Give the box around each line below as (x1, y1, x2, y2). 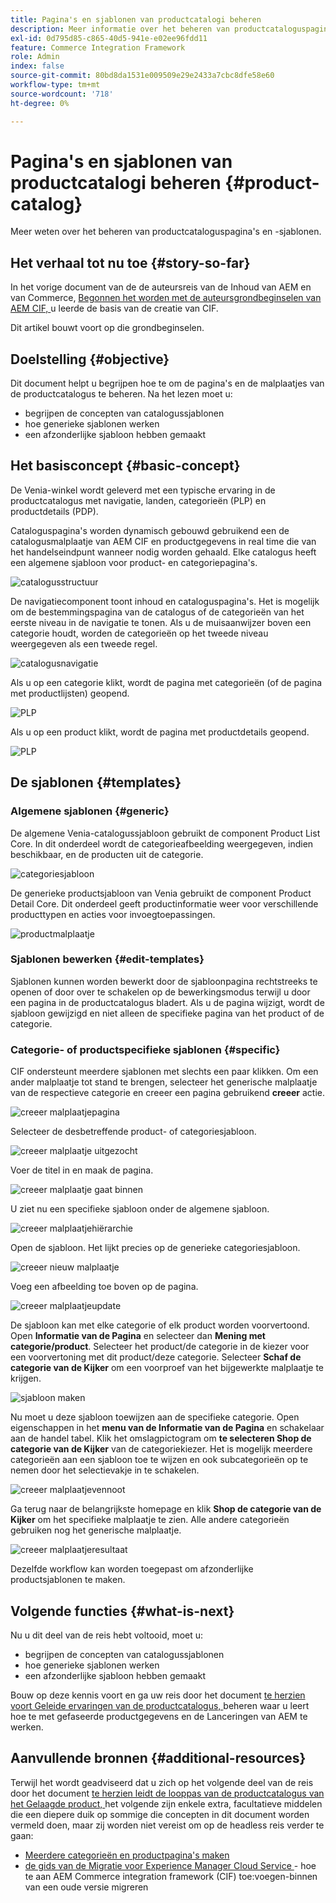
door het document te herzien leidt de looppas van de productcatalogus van (10, 1787, 325, 1799)
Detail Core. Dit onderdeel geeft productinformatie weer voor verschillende (10, 897, 319, 910)
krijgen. (10, 1372, 42, 1385)
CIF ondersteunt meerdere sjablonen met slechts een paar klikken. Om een (10, 1066, 319, 1078)
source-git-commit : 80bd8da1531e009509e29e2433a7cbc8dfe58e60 (10, 71, 275, 81)
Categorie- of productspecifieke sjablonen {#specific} (10, 1042, 281, 1056)
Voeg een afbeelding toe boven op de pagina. (10, 1281, 199, 1293)
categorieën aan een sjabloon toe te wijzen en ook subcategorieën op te (10, 1454, 309, 1466)
